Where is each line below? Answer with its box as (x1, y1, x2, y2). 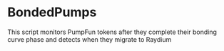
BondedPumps (7, 4, 97, 21)
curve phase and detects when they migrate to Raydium (7, 35, 172, 43)
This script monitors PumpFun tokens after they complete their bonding (7, 28, 218, 36)
